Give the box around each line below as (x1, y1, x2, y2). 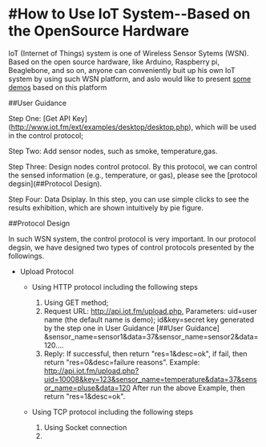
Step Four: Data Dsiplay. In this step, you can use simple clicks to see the (8, 194, 250, 204)
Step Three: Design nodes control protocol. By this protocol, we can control (8, 161, 258, 171)
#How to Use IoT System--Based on (8, 5, 251, 23)
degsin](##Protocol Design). (8, 178, 103, 189)
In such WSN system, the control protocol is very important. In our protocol (8, 234, 256, 243)
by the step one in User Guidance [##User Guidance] (43, 323, 220, 333)
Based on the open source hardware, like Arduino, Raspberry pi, (8, 57, 220, 67)
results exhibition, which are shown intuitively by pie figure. (8, 202, 204, 213)
